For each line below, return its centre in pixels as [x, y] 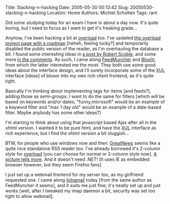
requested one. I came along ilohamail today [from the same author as [79, 180]
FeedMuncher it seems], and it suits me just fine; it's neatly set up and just [83, 185]
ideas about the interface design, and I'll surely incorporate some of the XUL [85, 70]
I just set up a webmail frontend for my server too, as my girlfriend [74, 174]
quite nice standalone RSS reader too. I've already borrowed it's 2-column [83, 149]
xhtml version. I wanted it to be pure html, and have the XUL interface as [81, 128]
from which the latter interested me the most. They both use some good [80, 65]
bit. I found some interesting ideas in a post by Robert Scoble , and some [81, 54]
